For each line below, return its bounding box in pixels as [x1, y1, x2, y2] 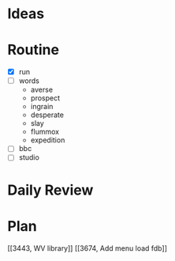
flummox [30, 127, 60, 137]
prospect [30, 93, 61, 103]
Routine [7, 41, 60, 59]
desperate [30, 110, 65, 119]
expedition [30, 135, 65, 145]
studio [18, 153, 40, 162]
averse [30, 85, 53, 95]
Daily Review [7, 181, 94, 199]
